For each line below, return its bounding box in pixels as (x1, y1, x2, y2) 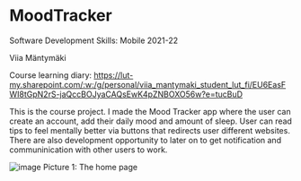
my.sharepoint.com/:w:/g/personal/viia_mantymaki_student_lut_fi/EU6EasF (9, 79, 287, 90)
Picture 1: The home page (43, 161, 137, 172)
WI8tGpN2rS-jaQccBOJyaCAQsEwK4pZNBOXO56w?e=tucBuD (9, 89, 243, 99)
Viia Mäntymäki (9, 52, 66, 63)
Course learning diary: (9, 69, 93, 81)
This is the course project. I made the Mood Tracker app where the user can (9, 106, 291, 116)
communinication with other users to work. (9, 144, 168, 155)
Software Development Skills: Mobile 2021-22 (9, 35, 178, 46)
